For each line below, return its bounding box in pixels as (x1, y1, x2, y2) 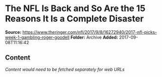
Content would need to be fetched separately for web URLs (5, 66, 125, 72)
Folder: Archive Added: (70, 34, 119, 40)
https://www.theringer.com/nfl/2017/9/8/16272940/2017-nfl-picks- (22, 29, 157, 35)
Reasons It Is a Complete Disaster (5, 13, 144, 24)
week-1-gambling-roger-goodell (5, 34, 70, 40)
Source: (5, 29, 22, 35)
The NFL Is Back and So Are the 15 (5, 3, 145, 14)
